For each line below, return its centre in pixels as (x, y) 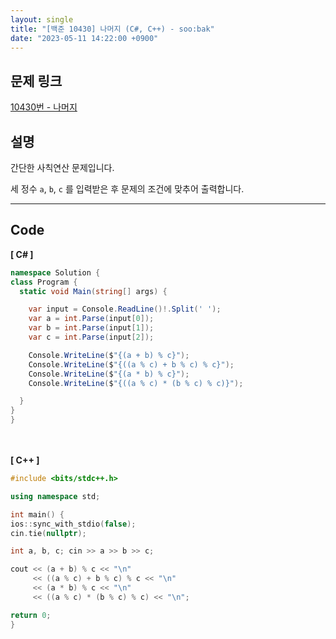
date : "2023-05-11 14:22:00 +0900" (84, 38)
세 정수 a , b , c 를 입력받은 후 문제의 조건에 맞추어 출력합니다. (127, 189)
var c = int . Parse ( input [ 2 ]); (91, 337)
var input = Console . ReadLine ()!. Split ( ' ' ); (125, 309)
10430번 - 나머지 (44, 107)
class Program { (44, 282)
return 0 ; (31, 615)
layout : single (42, 19)
